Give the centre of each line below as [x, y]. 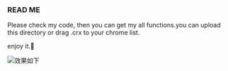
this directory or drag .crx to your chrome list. [74, 32]
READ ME [24, 10]
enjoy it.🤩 [21, 46]
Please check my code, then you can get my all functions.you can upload [114, 25]
